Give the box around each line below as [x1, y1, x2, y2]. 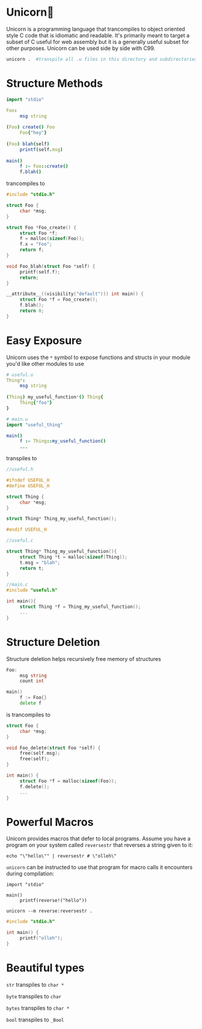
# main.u [6, 416, 28, 422]
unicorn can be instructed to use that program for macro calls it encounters [6, 864, 193, 871]
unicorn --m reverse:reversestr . [6, 908, 93, 915]
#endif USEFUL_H [6, 527, 47, 533]
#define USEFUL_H [6, 483, 50, 489]
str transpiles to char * [6, 981, 64, 988]
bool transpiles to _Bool [6, 1016, 64, 1023]
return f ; [19, 247, 44, 253]
